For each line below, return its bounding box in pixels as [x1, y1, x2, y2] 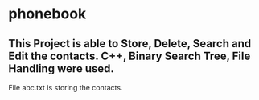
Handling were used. [8, 62, 115, 75]
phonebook [8, 5, 87, 23]
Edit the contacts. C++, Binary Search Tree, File [8, 49, 251, 62]
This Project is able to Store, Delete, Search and [8, 37, 252, 50]
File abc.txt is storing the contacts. [8, 83, 123, 92]
